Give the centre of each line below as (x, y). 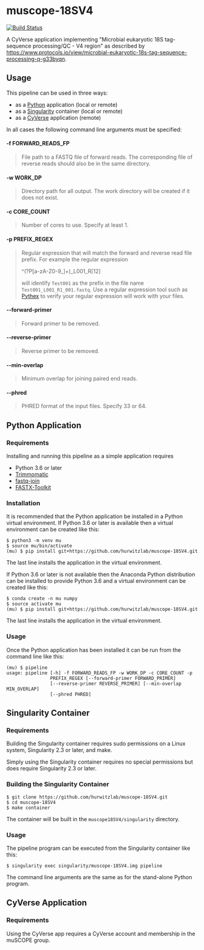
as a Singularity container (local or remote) (69, 111)
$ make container (28, 808)
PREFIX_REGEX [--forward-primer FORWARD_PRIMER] (113, 678)
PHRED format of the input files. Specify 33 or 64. (84, 406)
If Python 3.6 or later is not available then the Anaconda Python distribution (101, 574)
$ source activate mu (34, 604)
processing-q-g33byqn (36, 59)
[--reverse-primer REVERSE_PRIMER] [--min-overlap (116, 684)
